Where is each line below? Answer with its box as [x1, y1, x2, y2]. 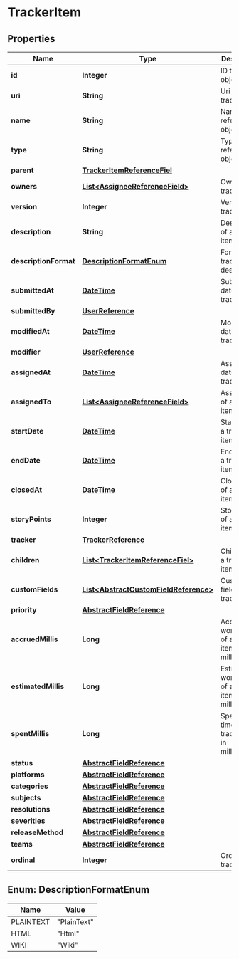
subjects [11, 793, 41, 802]
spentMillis [11, 729, 50, 738]
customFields [11, 585, 58, 594]
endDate [11, 456, 41, 465]
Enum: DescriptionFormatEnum [7, 884, 150, 896]
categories [11, 781, 48, 791]
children [11, 555, 40, 565]
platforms [11, 770, 45, 780]
